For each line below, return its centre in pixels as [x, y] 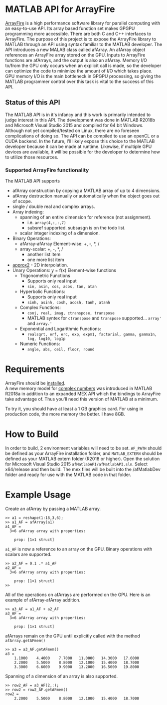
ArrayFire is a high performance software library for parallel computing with [83, 23]
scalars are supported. [28, 554]
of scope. [22, 201]
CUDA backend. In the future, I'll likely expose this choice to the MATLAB [80, 141]
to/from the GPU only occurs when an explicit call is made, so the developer [83, 65]
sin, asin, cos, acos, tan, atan [62, 287]
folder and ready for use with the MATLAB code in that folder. [68, 474]
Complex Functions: [40, 307]
